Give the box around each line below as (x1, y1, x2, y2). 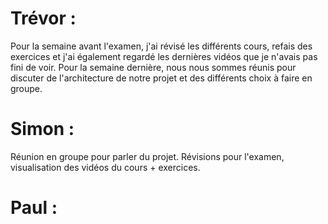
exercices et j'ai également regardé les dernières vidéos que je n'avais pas (10, 50, 318, 62)
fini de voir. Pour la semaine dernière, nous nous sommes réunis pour (10, 61, 297, 73)
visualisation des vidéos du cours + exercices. (10, 161, 201, 173)
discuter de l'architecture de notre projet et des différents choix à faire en (10, 72, 313, 84)
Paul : (10, 197, 58, 219)
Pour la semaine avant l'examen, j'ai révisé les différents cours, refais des (10, 40, 313, 52)
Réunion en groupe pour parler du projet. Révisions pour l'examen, (10, 150, 285, 162)
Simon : (10, 118, 75, 141)
